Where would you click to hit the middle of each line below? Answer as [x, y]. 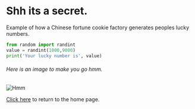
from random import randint [41, 45]
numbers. [18, 33]
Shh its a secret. [47, 11]
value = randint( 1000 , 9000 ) [41, 50]
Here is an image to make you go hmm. [54, 69]
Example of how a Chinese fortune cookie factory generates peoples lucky [98, 27]
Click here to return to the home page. [53, 99]
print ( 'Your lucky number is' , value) [54, 56]
